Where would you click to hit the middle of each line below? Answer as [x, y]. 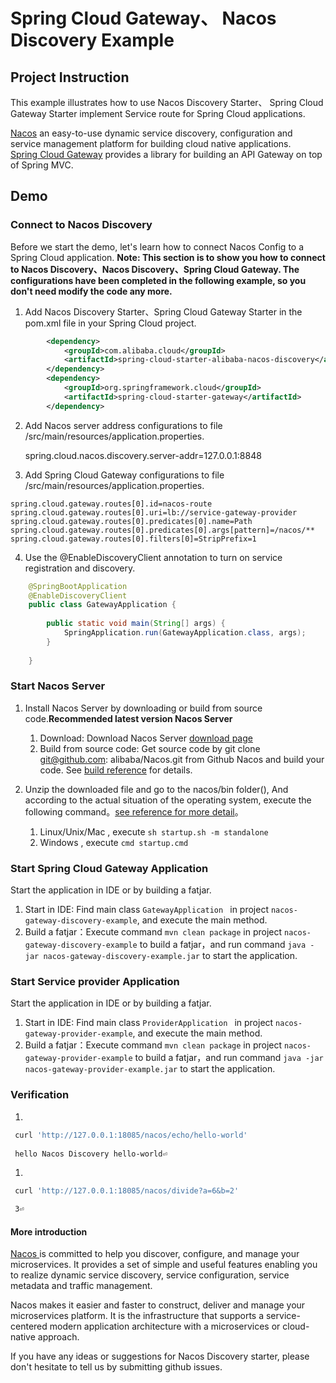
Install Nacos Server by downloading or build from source [143, 708]
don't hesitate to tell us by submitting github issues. [116, 1367]
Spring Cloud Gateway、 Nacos [143, 18]
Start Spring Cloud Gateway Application [109, 868]
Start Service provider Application [95, 982]
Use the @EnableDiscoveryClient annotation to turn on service [153, 557]
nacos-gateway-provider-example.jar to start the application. [150, 1069]
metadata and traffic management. [81, 1286]
